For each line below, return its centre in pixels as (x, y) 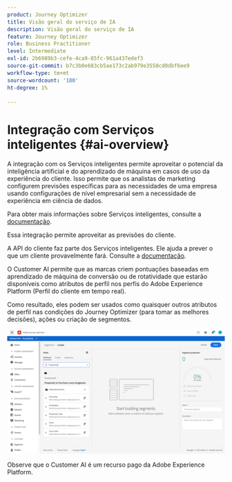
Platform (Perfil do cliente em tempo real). (67, 292)
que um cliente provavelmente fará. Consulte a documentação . (97, 256)
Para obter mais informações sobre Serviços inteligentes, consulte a (104, 214)
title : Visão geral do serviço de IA (61, 22)
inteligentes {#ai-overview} (88, 145)
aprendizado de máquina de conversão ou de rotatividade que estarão (107, 276)
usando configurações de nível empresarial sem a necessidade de (101, 193)
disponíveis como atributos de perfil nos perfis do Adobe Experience (105, 284)
